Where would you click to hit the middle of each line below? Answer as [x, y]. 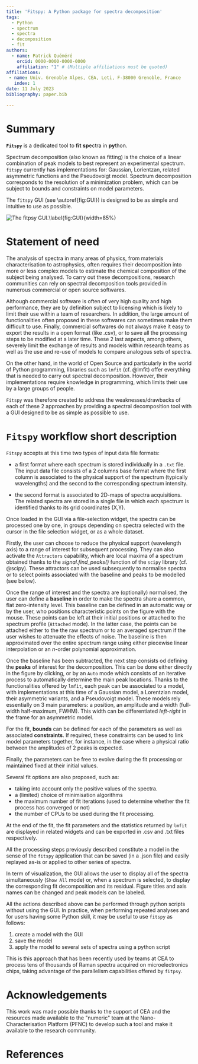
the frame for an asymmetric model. [50, 717]
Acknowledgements [57, 995]
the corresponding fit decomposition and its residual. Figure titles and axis [97, 886]
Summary [30, 129]
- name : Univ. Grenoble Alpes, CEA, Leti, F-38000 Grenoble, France [95, 78]
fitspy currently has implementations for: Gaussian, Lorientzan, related [93, 169]
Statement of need [53, 242]
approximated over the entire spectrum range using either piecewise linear [97, 643]
